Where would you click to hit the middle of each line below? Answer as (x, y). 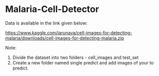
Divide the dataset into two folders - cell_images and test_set (75, 57)
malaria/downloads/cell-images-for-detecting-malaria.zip (65, 38)
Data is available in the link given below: (46, 23)
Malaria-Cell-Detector (52, 9)
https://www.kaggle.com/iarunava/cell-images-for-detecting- (69, 32)
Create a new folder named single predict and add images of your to (83, 62)
